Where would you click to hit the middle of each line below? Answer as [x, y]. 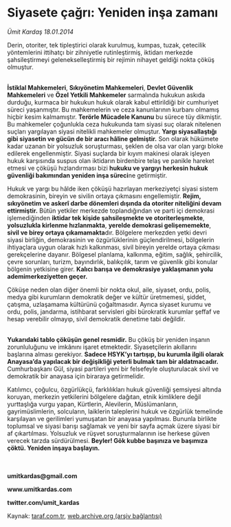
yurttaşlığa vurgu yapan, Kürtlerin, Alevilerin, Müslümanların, [93, 404]
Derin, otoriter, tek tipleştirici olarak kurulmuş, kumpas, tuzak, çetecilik [107, 45]
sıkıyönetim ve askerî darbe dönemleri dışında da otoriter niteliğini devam [114, 203]
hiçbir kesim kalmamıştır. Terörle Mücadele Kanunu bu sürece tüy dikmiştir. [114, 117]
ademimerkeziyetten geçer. [47, 276]
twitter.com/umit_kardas [43, 502]
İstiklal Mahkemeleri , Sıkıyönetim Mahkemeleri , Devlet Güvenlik [100, 87]
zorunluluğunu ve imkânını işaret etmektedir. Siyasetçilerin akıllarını [102, 347]
